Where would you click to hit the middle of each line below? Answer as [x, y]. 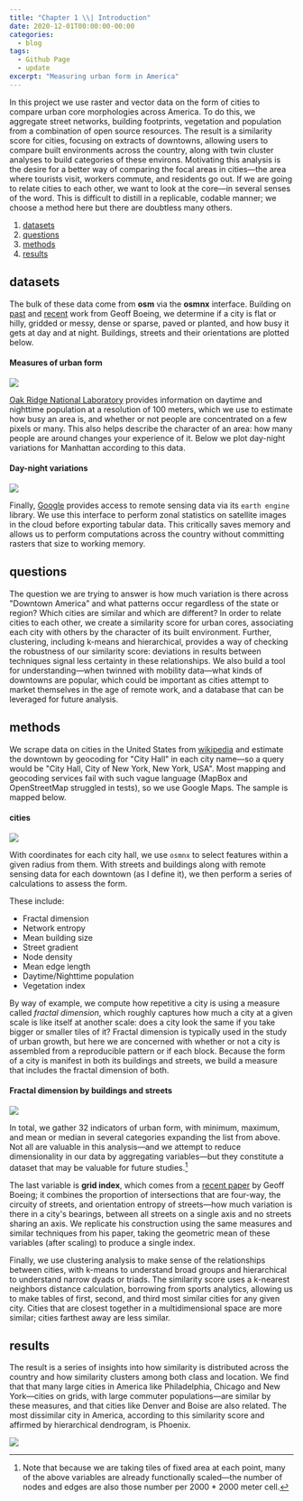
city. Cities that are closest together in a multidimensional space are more [146, 1308]
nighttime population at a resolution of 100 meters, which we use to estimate [151, 409]
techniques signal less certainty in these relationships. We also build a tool [147, 660]
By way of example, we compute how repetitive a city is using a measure [145, 1003]
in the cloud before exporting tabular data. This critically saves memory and [150, 524]
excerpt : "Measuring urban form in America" [94, 77]
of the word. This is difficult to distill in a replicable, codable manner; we [143, 198]
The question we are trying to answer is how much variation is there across [149, 594]
